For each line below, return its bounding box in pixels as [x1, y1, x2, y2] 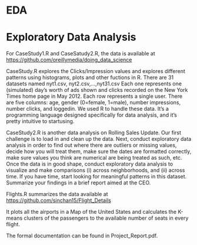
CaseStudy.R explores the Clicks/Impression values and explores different [6, 68, 185, 75]
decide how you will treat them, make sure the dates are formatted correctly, [6, 148, 192, 155]
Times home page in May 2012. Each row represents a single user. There [6, 92, 183, 100]
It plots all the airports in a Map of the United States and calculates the [6, 208, 177, 216]
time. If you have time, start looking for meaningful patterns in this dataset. [6, 173, 187, 180]
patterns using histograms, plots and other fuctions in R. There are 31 [6, 74, 174, 81]
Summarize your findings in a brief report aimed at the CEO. [6, 179, 151, 186]
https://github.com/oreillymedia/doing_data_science [6, 57, 132, 64]
